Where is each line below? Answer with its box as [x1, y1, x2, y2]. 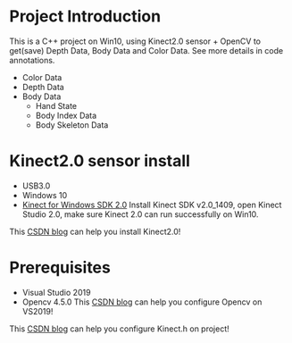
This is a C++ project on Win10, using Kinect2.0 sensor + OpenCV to [9, 36, 262, 46]
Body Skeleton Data [35, 119, 109, 130]
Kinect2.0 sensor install [9, 151, 190, 171]
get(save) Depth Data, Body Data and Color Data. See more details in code [9, 45, 284, 55]
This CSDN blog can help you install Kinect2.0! [9, 226, 181, 237]
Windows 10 [21, 189, 68, 200]
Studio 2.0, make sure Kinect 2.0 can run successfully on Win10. [21, 208, 259, 220]
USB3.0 [21, 180, 51, 191]
